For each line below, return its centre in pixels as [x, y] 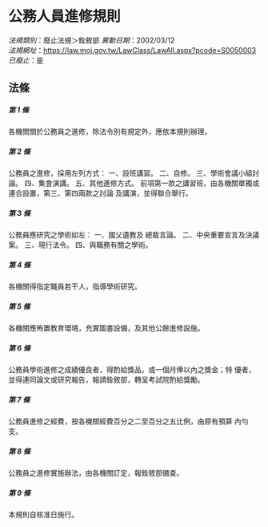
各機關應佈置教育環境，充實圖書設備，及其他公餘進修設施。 [106, 328]
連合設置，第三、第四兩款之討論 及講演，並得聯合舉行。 [100, 193]
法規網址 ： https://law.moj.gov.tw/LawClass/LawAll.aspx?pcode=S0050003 [132, 50]
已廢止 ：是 [26, 60]
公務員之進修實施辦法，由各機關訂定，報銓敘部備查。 [96, 473]
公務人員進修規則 [65, 16]
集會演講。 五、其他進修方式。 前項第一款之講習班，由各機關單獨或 [149, 183]
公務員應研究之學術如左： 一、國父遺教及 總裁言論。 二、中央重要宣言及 [127, 235]
